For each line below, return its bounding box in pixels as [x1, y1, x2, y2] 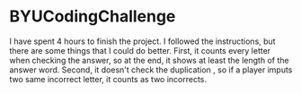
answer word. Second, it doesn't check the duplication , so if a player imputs [9, 64, 293, 75]
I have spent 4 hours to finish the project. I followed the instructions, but [9, 36, 276, 46]
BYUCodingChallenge [9, 6, 176, 27]
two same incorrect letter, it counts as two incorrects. [9, 73, 208, 84]
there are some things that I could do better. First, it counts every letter [9, 45, 271, 55]
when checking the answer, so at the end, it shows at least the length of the [9, 55, 289, 65]
